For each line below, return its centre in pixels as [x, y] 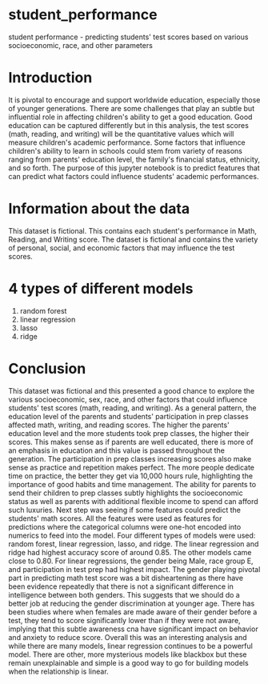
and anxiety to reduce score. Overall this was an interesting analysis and [128, 637]
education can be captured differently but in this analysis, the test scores [129, 125]
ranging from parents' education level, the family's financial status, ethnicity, [134, 159]
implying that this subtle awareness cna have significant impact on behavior [133, 629]
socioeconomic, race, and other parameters [81, 45]
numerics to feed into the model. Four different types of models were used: [132, 535]
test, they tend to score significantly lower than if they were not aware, [125, 620]
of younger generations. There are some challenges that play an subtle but [131, 108]
